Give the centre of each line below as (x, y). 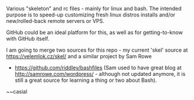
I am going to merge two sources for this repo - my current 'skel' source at (97, 50)
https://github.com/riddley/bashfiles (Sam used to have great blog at (98, 68)
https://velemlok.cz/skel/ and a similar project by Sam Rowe (79, 56)
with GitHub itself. (28, 39)
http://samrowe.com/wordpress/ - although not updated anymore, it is (100, 74)
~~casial (17, 91)
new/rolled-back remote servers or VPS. (55, 21)
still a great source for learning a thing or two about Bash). (86, 80)
